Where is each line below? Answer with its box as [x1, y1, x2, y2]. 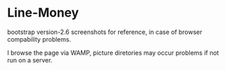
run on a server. [7, 55, 53, 64]
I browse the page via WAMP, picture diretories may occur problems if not [7, 49, 219, 57]
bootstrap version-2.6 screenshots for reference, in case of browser [7, 28, 203, 36]
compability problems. [7, 35, 72, 43]
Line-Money [7, 5, 79, 21]
